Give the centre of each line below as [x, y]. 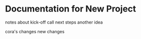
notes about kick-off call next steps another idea [54, 22]
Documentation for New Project [70, 9]
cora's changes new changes [35, 31]
